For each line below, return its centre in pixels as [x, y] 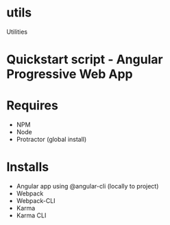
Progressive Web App [70, 74]
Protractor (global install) [51, 140]
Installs [28, 167]
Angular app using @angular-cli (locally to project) [87, 186]
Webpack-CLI [36, 201]
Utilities [17, 32]
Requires [33, 106]
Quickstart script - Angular [85, 60]
